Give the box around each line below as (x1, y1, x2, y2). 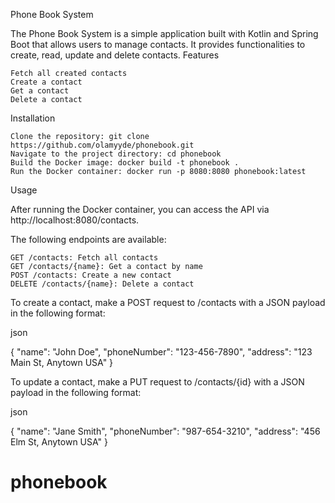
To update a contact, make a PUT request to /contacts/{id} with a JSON (10, 376, 305, 388)
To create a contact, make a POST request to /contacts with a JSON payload (10, 297, 326, 308)
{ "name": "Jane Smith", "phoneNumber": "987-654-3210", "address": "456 (10, 425, 321, 437)
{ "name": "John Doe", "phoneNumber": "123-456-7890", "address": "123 (10, 346, 313, 358)
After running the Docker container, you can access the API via (10, 204, 270, 215)
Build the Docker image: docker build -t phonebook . (10, 158, 240, 168)
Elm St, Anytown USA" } (10, 436, 108, 448)
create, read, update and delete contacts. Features (10, 49, 220, 61)
